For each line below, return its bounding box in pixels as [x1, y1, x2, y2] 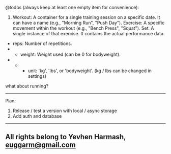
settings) [27, 73, 47, 79]
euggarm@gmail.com [5, 141, 76, 149]
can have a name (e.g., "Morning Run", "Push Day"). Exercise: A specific [12, 20, 165, 26]
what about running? [5, 83, 49, 89]
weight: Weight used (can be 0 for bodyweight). [20, 51, 121, 57]
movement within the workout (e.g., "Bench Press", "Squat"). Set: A [12, 25, 154, 31]
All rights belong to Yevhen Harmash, [5, 133, 126, 141]
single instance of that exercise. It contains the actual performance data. [12, 31, 165, 36]
